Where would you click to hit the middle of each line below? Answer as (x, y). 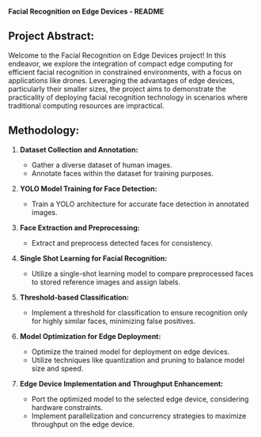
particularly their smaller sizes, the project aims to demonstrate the (117, 89)
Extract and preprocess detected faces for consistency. (122, 243)
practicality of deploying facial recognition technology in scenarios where (128, 97)
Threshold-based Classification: (74, 297)
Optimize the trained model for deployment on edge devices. (130, 352)
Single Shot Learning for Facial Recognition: (93, 258)
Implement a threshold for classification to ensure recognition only (140, 312)
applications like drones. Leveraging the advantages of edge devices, (121, 80)
